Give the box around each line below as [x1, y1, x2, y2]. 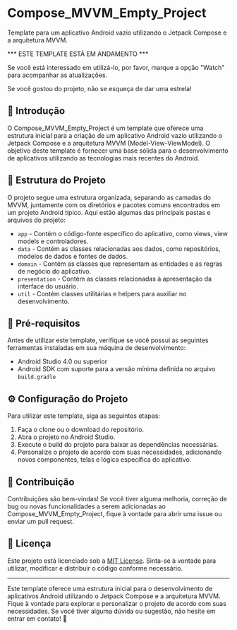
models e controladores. [17, 237, 89, 245]
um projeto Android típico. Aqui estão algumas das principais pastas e [7, 208, 211, 216]
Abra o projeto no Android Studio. [17, 433, 116, 441]
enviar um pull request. [7, 518, 74, 525]
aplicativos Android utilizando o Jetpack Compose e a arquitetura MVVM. [7, 592, 221, 600]
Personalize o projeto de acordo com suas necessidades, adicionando [17, 448, 222, 457]
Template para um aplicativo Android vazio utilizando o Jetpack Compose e [7, 28, 227, 37]
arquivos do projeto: [7, 216, 66, 224]
